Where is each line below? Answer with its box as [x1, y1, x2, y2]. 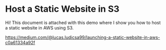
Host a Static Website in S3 [5, 3, 120, 15]
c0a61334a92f [5, 39, 35, 45]
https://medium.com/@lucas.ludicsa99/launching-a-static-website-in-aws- [5, 34, 161, 40]
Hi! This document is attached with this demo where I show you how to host [5, 20, 161, 25]
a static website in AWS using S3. [5, 25, 74, 30]
